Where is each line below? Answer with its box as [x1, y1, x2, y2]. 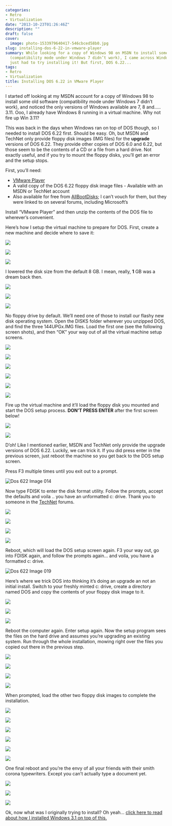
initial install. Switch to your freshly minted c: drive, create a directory [5, 583, 152, 589]
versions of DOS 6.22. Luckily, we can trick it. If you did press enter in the [5, 447, 160, 453]
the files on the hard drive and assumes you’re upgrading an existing [5, 633, 150, 639]
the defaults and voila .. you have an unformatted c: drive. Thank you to [5, 493, 156, 499]
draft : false [5, 31, 33, 36]
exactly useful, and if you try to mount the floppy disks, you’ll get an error [5, 152, 160, 158]
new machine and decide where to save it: [5, 229, 95, 236]
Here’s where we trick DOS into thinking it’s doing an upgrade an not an [5, 578, 156, 584]
